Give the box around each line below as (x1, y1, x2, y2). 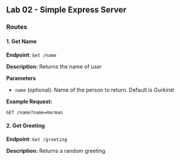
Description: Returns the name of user (6, 63, 102, 70)
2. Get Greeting (6, 122, 45, 129)
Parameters (6, 75, 36, 82)
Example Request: (6, 97, 53, 105)
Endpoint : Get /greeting (6, 135, 68, 143)
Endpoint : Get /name (6, 51, 57, 58)
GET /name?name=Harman (6, 109, 63, 115)
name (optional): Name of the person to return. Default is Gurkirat (14, 86, 174, 93)
